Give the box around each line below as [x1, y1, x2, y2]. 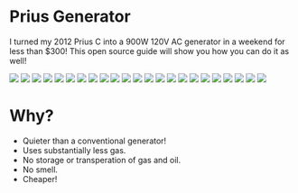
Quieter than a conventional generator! [22, 135, 167, 146]
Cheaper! [22, 173, 58, 184]
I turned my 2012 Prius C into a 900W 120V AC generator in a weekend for [9, 36, 286, 47]
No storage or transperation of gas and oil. [22, 154, 182, 165]
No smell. [22, 164, 59, 175]
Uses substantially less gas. [22, 144, 126, 155]
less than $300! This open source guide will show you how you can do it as [9, 45, 290, 56]
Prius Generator [9, 6, 131, 27]
